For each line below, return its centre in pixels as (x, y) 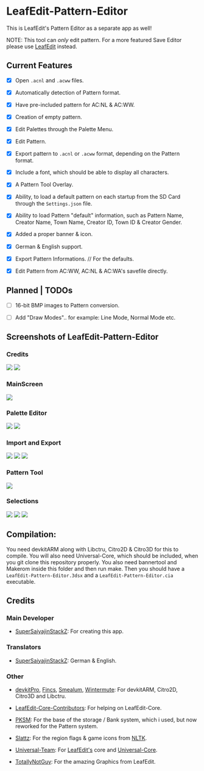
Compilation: (31, 535)
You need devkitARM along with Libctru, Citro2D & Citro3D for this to (92, 549)
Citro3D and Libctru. (40, 696)
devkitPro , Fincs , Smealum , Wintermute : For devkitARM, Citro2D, (96, 689)
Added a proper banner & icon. (54, 234)
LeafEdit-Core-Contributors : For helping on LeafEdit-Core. (88, 708)
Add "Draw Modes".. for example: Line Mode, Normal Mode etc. (95, 317)
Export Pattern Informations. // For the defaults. (74, 259)
